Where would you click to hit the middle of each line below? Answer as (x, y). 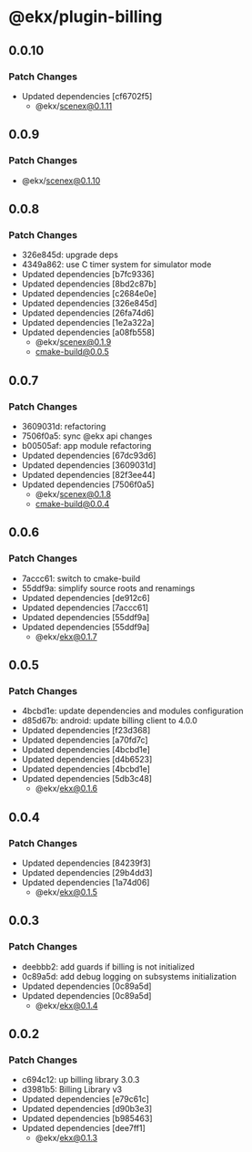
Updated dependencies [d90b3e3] (87, 1109)
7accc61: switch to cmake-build (81, 578)
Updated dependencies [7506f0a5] (88, 484)
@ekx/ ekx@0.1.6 (66, 789)
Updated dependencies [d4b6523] (87, 760)
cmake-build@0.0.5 (72, 352)
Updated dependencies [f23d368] (86, 731)
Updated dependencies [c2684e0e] (89, 294)
